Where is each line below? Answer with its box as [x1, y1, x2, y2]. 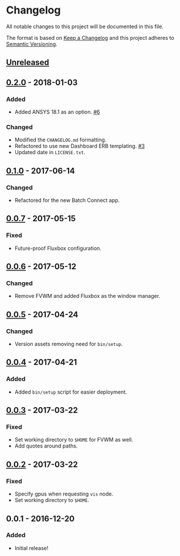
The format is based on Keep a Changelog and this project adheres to [6, 34, 175, 41]
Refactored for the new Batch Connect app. [14, 197, 120, 204]
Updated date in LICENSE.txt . [14, 149, 86, 156]
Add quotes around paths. [14, 442, 78, 449]
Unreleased [6, 57, 50, 67]
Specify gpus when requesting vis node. [14, 490, 113, 497]
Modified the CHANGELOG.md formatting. [14, 136, 107, 144]
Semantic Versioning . [6, 40, 57, 48]
